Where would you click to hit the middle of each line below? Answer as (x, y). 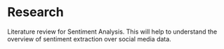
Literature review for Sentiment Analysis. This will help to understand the (112, 31)
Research (36, 12)
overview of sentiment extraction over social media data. (90, 38)
